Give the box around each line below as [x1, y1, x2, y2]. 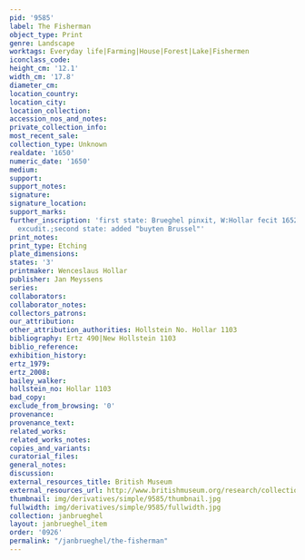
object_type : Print [9, 30, 84, 39]
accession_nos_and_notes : [9, 114, 107, 123]
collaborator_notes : [9, 300, 88, 309]
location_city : [9, 97, 67, 107]
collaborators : [9, 291, 67, 300]
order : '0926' [9, 528, 64, 537]
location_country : [9, 89, 79, 98]
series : [9, 283, 39, 292]
